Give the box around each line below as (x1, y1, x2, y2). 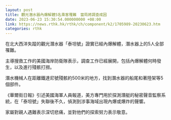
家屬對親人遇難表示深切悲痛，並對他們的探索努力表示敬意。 (5, 109, 130, 115)
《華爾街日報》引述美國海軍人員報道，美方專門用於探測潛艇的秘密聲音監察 (5, 92, 161, 98)
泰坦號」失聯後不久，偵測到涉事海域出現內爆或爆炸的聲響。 (22, 98, 148, 104)
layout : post (5, 7, 33, 13)
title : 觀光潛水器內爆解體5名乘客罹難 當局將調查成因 (5, 12, 107, 17)
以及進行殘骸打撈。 (14, 64, 54, 70)
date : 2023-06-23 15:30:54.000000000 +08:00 (5, 17, 101, 22)
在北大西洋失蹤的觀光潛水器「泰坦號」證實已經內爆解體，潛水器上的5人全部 (5, 41, 164, 47)
